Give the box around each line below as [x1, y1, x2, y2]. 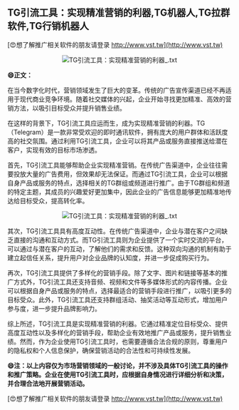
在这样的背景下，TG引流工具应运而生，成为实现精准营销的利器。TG [7, 118, 206, 127]
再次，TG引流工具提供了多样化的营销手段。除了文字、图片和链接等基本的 [7, 268, 222, 277]
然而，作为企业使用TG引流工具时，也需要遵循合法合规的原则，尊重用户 [19, 337, 228, 346]
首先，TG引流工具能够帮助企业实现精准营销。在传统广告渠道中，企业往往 [7, 160, 222, 169]
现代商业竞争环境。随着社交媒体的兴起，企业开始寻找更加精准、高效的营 [19, 95, 232, 103]
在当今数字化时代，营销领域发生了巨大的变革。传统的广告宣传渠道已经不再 [7, 86, 225, 94]
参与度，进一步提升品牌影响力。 [7, 304, 101, 312]
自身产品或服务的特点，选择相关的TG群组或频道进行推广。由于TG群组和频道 [7, 178, 230, 187]
